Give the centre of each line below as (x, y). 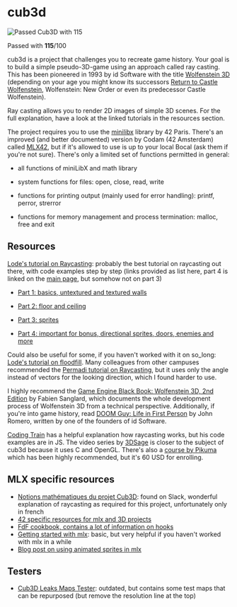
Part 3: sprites (38, 320)
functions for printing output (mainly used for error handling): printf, (116, 195)
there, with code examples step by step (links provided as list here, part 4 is (118, 271)
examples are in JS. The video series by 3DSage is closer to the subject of (116, 442)
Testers (24, 571)
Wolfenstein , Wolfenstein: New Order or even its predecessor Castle (107, 89)
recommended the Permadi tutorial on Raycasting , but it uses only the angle (118, 369)
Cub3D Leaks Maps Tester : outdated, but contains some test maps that (121, 589)
